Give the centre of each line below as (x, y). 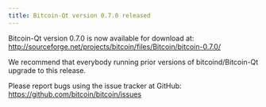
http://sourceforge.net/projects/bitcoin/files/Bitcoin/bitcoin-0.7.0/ (114, 46)
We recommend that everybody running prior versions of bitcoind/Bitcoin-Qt (133, 62)
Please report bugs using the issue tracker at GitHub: (95, 86)
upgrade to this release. (47, 70)
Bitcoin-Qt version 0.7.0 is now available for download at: (101, 38)
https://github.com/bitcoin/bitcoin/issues (75, 94)
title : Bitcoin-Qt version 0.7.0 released (79, 15)
